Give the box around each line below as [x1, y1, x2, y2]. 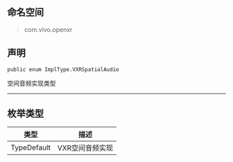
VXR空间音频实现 [57, 143, 114, 153]
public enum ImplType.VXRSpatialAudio [7, 66, 119, 73]
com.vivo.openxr [24, 25, 73, 33]
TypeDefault [10, 143, 51, 152]
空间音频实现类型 [7, 79, 56, 87]
